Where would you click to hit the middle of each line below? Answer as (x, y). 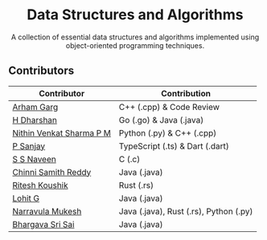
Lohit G (26, 198)
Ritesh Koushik (40, 185)
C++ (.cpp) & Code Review (169, 107)
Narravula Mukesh (47, 211)
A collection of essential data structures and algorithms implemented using (135, 37)
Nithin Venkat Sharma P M (62, 132)
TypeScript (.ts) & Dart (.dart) (174, 146)
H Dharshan (35, 120)
